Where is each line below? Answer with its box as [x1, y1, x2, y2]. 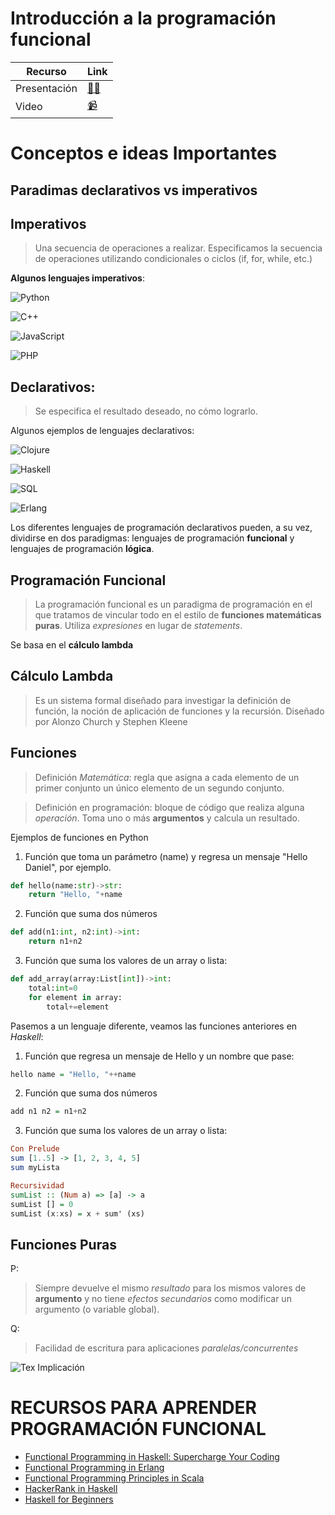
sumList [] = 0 [10, 1199, 74, 1209]
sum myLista [10, 1163, 60, 1173]
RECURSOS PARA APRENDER [10, 1397, 257, 1419]
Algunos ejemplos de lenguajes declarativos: [10, 425, 195, 437]
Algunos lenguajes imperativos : [10, 272, 146, 284]
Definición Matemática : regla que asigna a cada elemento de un [34, 771, 300, 783]
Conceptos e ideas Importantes [10, 142, 278, 165]
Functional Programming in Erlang [24, 1462, 165, 1474]
